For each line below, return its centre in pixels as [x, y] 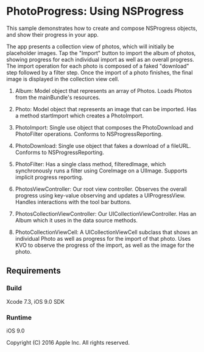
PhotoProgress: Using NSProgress [95, 11]
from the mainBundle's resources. [58, 97]
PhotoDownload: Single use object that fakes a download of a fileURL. [103, 145]
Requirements [33, 271]
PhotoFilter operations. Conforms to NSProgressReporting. [89, 134]
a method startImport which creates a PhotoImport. [79, 116]
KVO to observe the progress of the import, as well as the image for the [105, 245]
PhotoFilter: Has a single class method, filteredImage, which [90, 164]
